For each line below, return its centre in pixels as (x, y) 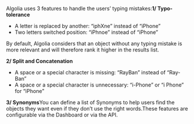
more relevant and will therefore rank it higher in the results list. (83, 50)
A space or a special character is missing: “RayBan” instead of (90, 72)
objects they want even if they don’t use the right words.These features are (97, 108)
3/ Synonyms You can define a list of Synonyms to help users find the (91, 102)
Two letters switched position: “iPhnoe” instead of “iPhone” (86, 32)
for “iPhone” (29, 91)
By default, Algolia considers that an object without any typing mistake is (94, 44)
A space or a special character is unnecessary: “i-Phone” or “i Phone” (99, 85)
